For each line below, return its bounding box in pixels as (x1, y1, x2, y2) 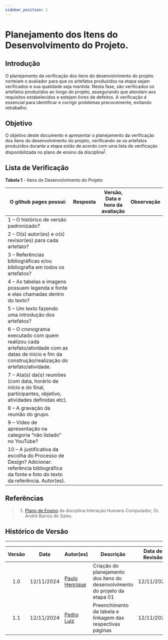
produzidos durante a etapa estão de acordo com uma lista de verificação (5, 143, 158, 149)
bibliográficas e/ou (7, 257, 52, 264)
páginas (92, 626, 112, 633)
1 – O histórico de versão (7, 216, 66, 223)
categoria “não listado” (7, 431, 61, 438)
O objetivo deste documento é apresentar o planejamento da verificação (5, 132, 154, 138)
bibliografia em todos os (7, 263, 65, 270)
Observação (130, 198, 160, 205)
